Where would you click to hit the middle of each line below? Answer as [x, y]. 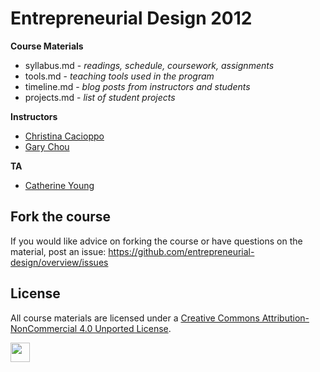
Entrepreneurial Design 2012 [131, 18]
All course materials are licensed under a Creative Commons [135, 318]
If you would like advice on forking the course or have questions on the [156, 241]
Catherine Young [59, 185]
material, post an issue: [58, 251]
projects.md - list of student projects [100, 97]
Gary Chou [47, 146]
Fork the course [61, 217]
